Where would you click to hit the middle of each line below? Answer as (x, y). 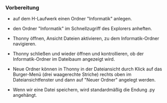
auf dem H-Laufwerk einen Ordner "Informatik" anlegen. (72, 19)
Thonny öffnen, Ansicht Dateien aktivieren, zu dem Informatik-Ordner (86, 38)
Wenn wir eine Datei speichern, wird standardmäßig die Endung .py (84, 90)
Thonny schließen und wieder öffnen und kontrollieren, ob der (78, 54)
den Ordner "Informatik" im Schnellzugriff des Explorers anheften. (82, 29)
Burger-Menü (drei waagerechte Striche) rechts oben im (72, 74)
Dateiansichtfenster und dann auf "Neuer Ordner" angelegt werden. (84, 80)
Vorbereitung (22, 8)
